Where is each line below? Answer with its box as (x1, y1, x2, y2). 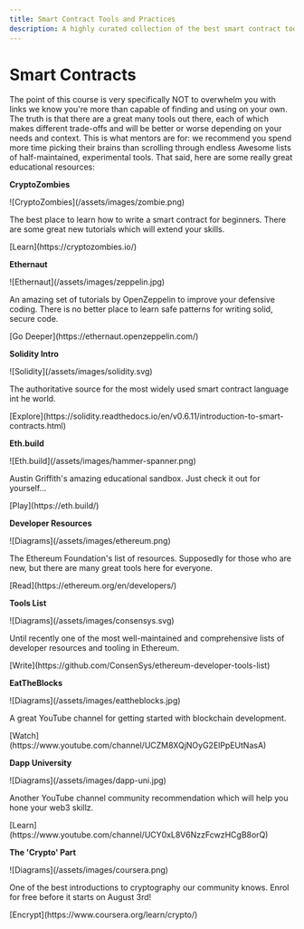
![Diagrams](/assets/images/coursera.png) (9, 865, 169, 876)
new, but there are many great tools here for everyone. (9, 563, 213, 574)
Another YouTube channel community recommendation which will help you (9, 793, 289, 804)
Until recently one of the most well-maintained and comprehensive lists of (9, 633, 285, 644)
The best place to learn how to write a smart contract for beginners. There (9, 214, 287, 226)
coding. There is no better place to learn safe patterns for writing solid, (9, 304, 273, 315)
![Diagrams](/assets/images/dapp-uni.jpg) (9, 775, 167, 786)
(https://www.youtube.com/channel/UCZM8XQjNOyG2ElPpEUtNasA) (9, 740, 267, 751)
